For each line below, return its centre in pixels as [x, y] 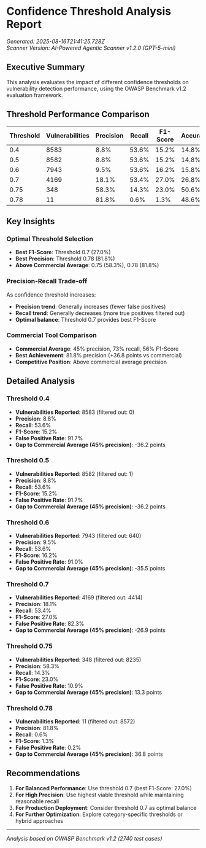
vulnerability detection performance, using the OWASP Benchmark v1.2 [97, 88]
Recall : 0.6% [31, 734]
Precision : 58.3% [37, 666]
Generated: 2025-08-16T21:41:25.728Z [56, 41]
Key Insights [31, 221]
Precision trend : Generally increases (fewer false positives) [90, 306]
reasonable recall [37, 801]
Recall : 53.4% [33, 611]
